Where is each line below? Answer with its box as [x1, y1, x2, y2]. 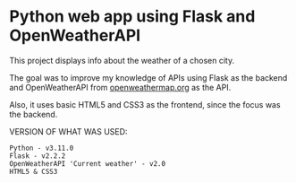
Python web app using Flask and [9, 6, 256, 27]
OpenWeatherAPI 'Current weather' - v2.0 [9, 159, 166, 168]
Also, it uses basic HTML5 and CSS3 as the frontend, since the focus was [9, 99, 281, 109]
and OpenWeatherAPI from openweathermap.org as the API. [9, 82, 232, 92]
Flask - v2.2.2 [9, 151, 66, 161]
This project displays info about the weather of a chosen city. [9, 55, 235, 65]
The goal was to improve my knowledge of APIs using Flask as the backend [9, 72, 288, 83]
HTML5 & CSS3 [9, 167, 58, 176]
